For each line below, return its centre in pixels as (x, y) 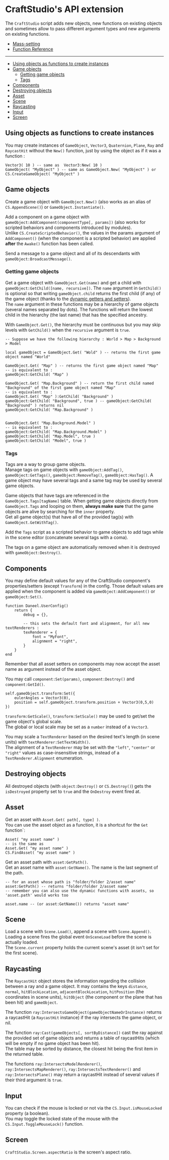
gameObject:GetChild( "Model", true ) (46, 441)
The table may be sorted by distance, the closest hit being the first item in (82, 1049)
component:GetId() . (25, 684)
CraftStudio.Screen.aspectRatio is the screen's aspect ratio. (68, 1152)
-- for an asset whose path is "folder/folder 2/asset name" (71, 882)
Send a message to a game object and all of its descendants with (73, 253)
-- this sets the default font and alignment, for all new (87, 623)
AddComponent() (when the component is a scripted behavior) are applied (80, 238)
